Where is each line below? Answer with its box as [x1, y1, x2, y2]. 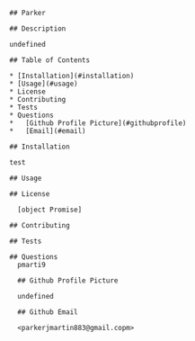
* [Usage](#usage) [9, 79, 78, 88]
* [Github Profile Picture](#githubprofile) [9, 119, 187, 128]
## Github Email [17, 308, 78, 317]
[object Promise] [17, 205, 83, 214]
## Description [9, 24, 66, 33]
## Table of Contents [9, 56, 91, 65]
